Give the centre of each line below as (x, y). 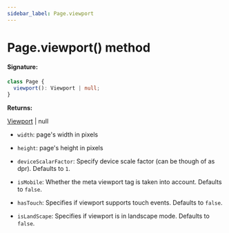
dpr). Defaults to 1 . (44, 168)
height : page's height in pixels (60, 148)
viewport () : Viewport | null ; (57, 88)
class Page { (26, 82)
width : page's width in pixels (58, 134)
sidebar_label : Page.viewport (51, 13)
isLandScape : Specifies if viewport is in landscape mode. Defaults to (113, 216)
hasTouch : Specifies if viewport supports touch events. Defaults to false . (120, 202)
